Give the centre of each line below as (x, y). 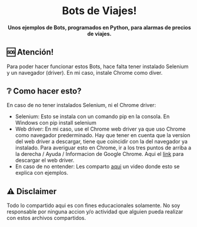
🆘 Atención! (30, 52)
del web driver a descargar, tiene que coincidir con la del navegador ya (101, 142)
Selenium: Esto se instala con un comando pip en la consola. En (92, 116)
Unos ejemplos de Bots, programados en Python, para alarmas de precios (99, 27)
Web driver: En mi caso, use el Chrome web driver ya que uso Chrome (100, 129)
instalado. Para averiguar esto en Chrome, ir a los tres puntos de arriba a (103, 148)
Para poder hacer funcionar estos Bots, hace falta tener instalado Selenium (98, 66)
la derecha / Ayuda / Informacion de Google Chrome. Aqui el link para (99, 154)
